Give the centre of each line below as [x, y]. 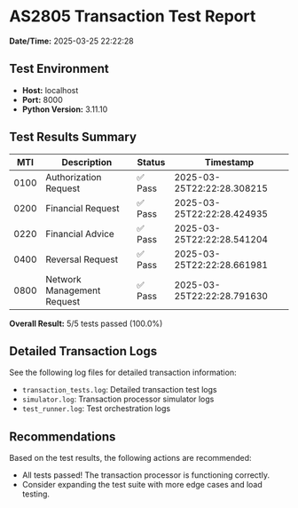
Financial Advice [80, 234]
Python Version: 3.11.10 [65, 109]
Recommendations [63, 437]
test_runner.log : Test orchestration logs [96, 409]
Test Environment [59, 69]
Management [73, 290]
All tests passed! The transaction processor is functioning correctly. [146, 475]
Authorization [74, 177]
